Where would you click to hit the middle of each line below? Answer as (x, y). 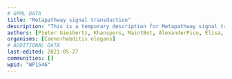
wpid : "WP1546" (29, 65)
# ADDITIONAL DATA (33, 45)
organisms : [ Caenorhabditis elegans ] (61, 39)
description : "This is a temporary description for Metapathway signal (112, 26)
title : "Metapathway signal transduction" (69, 20)
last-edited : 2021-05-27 (43, 52)
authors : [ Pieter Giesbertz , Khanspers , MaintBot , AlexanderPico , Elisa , (116, 33)
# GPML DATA (24, 13)
